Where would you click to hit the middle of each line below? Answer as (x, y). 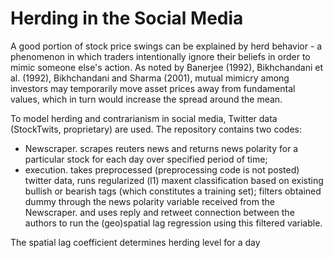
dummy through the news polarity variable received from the (149, 201)
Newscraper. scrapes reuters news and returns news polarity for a (161, 148)
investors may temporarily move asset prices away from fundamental (153, 88)
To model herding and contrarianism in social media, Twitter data (144, 118)
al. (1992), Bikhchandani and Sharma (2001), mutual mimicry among (150, 78)
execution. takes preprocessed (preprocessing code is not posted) (162, 169)
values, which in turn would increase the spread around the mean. (146, 99)
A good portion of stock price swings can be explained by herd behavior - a (166, 46)
